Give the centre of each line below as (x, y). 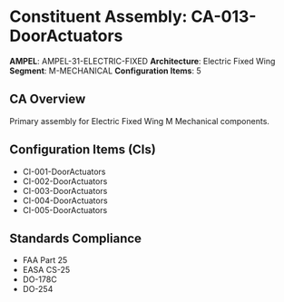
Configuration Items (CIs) (83, 150)
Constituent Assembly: (98, 17)
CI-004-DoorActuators (65, 200)
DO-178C (39, 279)
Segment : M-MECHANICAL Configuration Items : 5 (105, 71)
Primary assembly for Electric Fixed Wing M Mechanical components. (140, 121)
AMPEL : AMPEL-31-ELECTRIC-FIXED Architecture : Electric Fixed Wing (142, 61)
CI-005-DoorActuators (65, 209)
